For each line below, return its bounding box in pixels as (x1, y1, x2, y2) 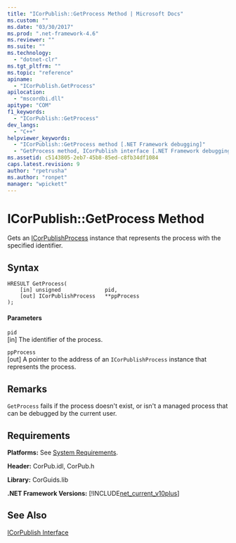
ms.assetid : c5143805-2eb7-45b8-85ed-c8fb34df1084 (7, 154, 159, 162)
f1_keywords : (7, 108, 46, 115)
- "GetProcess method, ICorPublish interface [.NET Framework (13, 148, 199, 155)
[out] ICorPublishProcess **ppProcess (20, 293, 140, 300)
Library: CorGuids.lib (7, 475, 69, 484)
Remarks (7, 383, 48, 395)
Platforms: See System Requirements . (7, 448, 118, 456)
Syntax (7, 262, 39, 274)
